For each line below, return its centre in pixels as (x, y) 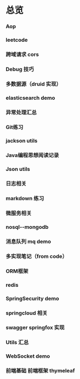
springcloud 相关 (27, 313)
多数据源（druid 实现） (34, 84)
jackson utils (22, 141)
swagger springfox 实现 (35, 328)
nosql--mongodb (27, 227)
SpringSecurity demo (32, 298)
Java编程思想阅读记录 (32, 155)
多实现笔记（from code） (36, 256)
